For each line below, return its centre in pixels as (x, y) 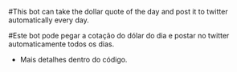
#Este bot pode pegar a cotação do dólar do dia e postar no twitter (119, 36)
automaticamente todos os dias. (61, 44)
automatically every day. (49, 20)
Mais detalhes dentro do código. (74, 60)
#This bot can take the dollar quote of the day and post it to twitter (118, 12)
